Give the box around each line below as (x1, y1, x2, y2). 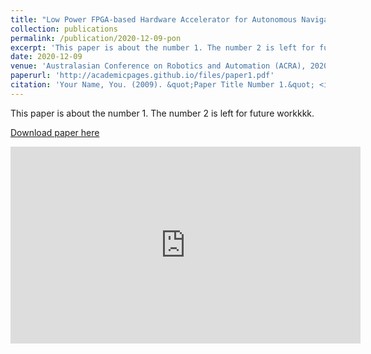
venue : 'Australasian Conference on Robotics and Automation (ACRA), (10, 61, 307, 71)
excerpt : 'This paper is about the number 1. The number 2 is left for (10, 42, 315, 53)
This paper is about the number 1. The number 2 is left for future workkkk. (10, 107, 315, 119)
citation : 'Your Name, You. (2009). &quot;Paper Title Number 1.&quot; (10, 80, 315, 90)
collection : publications (10, 24, 118, 34)
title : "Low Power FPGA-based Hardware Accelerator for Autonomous (10, 14, 298, 25)
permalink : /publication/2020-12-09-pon (10, 33, 182, 43)
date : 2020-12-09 (10, 52, 83, 62)
